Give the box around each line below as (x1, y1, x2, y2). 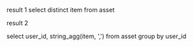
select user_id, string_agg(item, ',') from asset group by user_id (6, 32, 187, 40)
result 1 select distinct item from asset (6, 6, 115, 14)
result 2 (6, 19, 28, 27)
